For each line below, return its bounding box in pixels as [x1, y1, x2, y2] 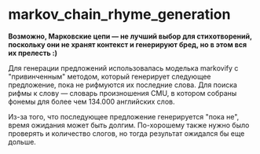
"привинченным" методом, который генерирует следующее [8, 71, 211, 81]
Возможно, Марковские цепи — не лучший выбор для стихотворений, [8, 31, 253, 41]
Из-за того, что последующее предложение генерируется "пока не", [8, 112, 240, 121]
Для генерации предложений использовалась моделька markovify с [8, 63, 239, 72]
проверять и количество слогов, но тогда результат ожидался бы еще [8, 128, 245, 138]
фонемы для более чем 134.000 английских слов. [8, 97, 175, 106]
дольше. [8, 137, 37, 146]
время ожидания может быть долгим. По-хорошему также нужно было [8, 120, 250, 130]
